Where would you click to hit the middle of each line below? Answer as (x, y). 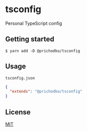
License (18, 112)
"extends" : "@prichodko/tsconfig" (46, 92)
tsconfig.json (20, 78)
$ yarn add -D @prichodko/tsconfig (43, 51)
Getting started (30, 39)
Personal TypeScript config (34, 23)
